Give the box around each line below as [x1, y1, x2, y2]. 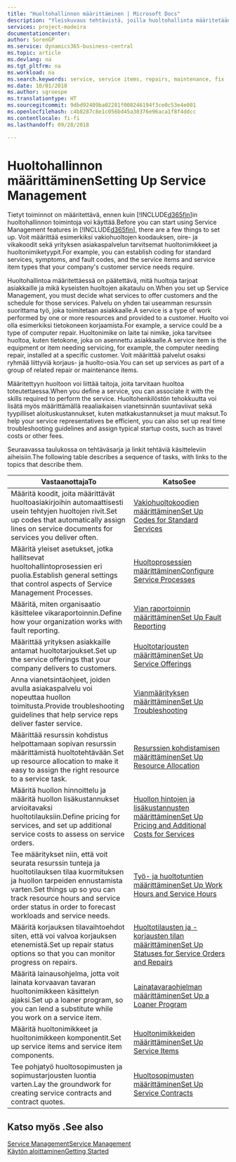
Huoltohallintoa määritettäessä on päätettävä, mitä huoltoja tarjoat [7, 277, 198, 285]
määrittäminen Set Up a [133, 991, 209, 1001]
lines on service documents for [11, 524, 113, 534]
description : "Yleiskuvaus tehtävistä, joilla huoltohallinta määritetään [7, 17, 231, 24]
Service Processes [133, 575, 195, 585]
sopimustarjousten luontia [11, 1071, 97, 1081]
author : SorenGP [7, 37, 55, 44]
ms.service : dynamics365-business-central [7, 43, 133, 50]
